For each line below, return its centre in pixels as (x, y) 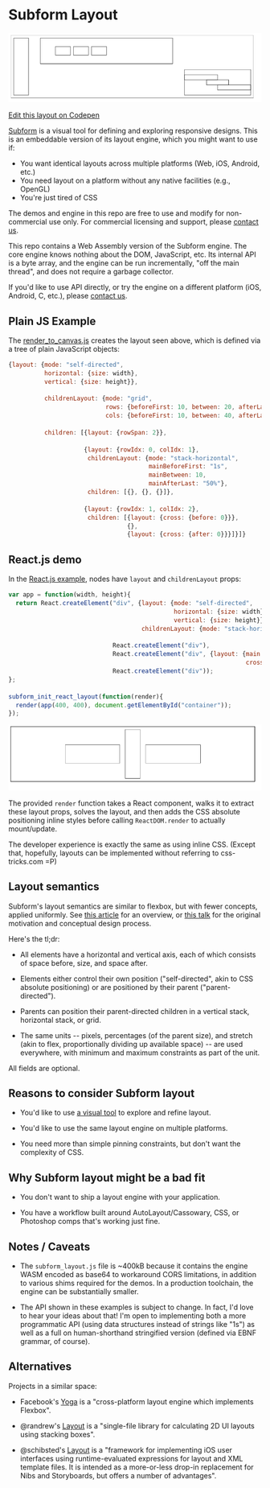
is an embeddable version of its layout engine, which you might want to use (133, 139)
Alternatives (40, 1367)
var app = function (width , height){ (70, 595)
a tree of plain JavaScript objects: (64, 348)
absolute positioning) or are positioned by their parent (109, 987)
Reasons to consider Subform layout (102, 1093)
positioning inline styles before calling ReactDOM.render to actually (117, 820)
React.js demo (45, 560)
